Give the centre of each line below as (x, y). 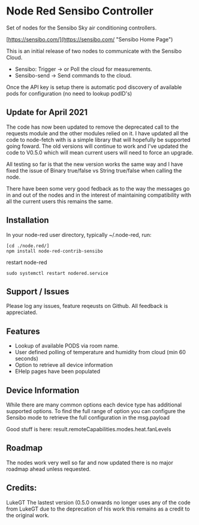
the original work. (28, 515)
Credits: (22, 488)
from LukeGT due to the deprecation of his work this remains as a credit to (98, 509)
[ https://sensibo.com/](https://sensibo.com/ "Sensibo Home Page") (90, 39)
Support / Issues (38, 291)
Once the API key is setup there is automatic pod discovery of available (94, 87)
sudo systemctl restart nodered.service (58, 273)
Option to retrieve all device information (64, 365)
